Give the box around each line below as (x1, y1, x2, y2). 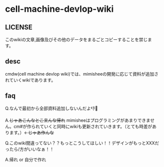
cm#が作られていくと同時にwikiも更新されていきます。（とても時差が (13, 123, 152, 129)
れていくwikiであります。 (5, 77, 55, 83)
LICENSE (5, 23, 33, 31)
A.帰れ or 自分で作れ (5, 156, 47, 163)
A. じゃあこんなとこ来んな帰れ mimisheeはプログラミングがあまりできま (5, 117, 151, 123)
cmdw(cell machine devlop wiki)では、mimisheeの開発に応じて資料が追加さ (5, 71, 159, 77)
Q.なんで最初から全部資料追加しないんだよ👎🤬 (5, 105, 98, 111)
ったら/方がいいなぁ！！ (5, 146, 55, 152)
